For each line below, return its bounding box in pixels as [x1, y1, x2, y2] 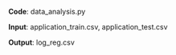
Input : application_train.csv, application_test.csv [8, 22, 168, 31]
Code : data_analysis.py [8, 7, 86, 16]
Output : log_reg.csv [8, 37, 75, 47]
